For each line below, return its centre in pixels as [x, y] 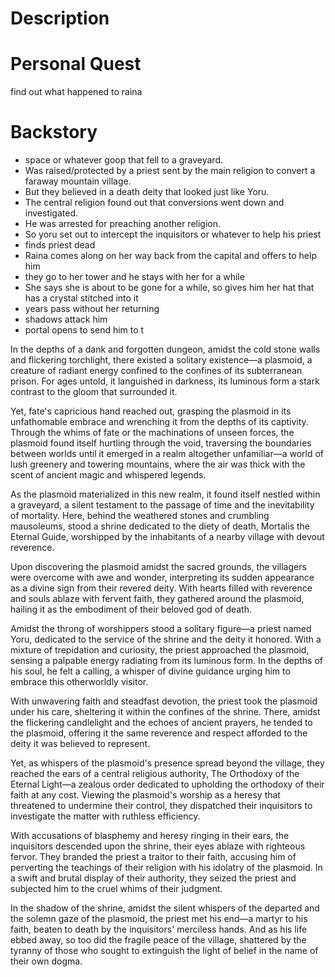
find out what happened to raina [76, 92]
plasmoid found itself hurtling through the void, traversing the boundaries [161, 443]
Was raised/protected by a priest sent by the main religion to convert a [170, 171]
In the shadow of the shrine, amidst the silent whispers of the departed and [165, 908]
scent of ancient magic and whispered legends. [108, 475]
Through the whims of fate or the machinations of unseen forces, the [152, 433]
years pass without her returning [92, 309]
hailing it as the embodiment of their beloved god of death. [131, 609]
